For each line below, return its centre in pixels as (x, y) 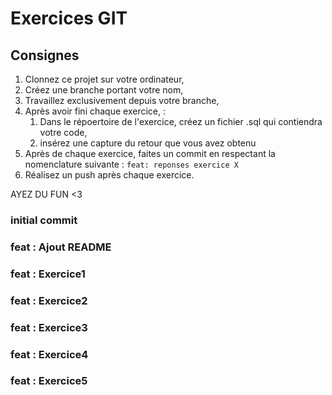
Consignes (45, 55)
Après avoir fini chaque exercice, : (95, 111)
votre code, (63, 132)
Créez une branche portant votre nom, (104, 90)
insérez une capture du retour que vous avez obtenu (148, 143)
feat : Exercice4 (49, 354)
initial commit (44, 220)
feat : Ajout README (61, 247)
